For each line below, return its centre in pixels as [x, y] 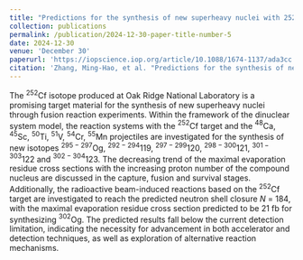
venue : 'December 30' [50, 51]
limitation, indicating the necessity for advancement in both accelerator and [150, 229]
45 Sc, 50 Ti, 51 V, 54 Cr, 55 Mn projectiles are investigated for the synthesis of [147, 136]
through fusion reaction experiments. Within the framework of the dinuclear [150, 115]
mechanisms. [34, 248]
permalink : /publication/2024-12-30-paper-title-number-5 [120, 34]
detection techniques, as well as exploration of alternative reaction [133, 238]
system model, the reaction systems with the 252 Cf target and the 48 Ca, [143, 125]
